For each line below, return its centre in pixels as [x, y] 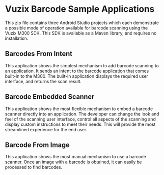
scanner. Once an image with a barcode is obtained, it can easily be [74, 162]
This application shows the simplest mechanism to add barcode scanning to [82, 65]
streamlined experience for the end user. [46, 129]
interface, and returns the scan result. [43, 81]
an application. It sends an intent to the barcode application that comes [77, 71]
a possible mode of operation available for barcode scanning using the [77, 28]
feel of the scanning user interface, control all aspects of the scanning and [81, 119]
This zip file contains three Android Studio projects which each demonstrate [82, 23]
